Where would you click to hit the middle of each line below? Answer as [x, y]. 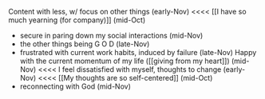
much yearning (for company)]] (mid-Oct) [77, 20]
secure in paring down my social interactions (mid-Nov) [111, 36]
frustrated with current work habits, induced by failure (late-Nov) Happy [138, 52]
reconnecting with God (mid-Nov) [75, 86]
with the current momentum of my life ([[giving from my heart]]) [125, 61]
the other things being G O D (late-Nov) [85, 44]
